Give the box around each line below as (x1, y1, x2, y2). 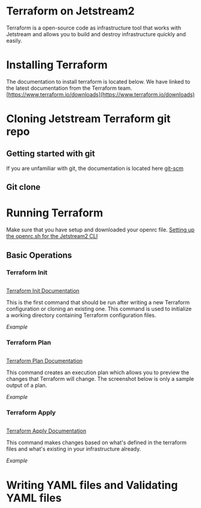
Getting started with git (6, 149, 95, 159)
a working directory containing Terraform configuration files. (6, 312, 156, 319)
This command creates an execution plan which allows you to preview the (6, 369, 190, 376)
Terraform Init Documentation (6, 287, 80, 294)
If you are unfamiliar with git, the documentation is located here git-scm (6, 165, 184, 172)
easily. (6, 37, 22, 44)
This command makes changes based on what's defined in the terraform (6, 439, 187, 447)
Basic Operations (6, 250, 72, 260)
